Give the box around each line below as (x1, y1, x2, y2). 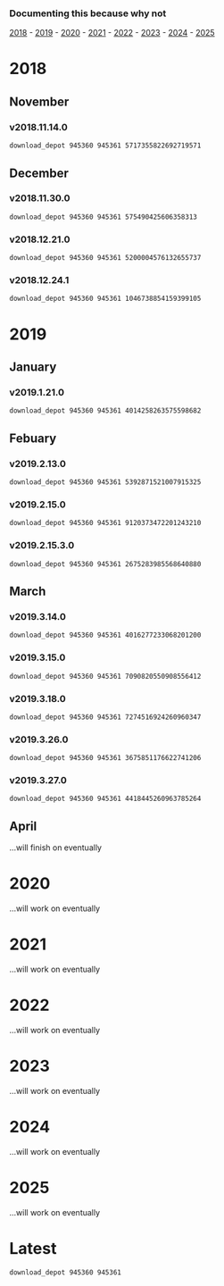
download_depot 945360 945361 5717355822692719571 (9, 141, 202, 150)
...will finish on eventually (9, 842, 103, 853)
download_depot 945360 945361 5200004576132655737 (9, 254, 202, 263)
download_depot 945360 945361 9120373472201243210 (9, 519, 202, 528)
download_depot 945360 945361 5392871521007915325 (9, 478, 202, 487)
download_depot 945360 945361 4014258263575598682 (9, 406, 202, 415)
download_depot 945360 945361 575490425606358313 (9, 213, 198, 221)
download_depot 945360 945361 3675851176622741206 (9, 754, 202, 763)
